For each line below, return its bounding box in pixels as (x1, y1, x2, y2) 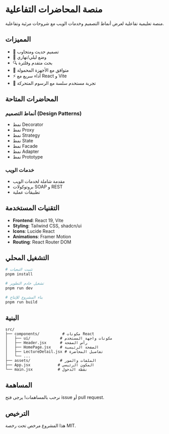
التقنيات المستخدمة (5, 204, 60, 212)
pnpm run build (5, 299, 38, 304)
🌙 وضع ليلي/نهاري (12, 54, 47, 60)
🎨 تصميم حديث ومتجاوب (12, 48, 59, 54)
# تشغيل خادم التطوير (5, 281, 44, 286)
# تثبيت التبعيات (5, 267, 33, 272)
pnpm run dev (5, 286, 33, 291)
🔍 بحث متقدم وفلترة (12, 59, 52, 66)
